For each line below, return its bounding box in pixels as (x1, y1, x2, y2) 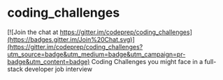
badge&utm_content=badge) (7, 57, 90, 65)
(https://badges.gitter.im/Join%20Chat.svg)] (7, 35, 135, 43)
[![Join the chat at (7, 28, 59, 36)
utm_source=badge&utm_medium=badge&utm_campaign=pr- (7, 50, 186, 58)
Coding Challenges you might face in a (91, 57, 203, 65)
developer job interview (24, 65, 93, 73)
